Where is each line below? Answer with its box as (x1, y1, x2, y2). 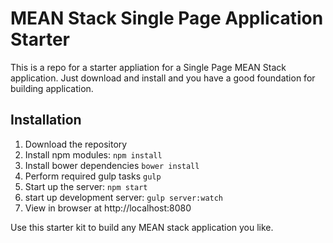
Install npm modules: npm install (24, 148, 163, 161)
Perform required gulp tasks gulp (24, 170, 162, 182)
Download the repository (24, 138, 128, 150)
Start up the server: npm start (24, 180, 148, 192)
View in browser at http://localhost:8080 (24, 202, 192, 214)
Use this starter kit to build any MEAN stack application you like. (10, 221, 274, 233)
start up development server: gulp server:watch (24, 191, 224, 203)
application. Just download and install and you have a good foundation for (10, 72, 316, 84)
